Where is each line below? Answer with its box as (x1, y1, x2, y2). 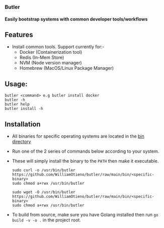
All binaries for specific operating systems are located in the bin (12, 133, 144, 139)
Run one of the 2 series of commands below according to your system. (12, 148, 159, 154)
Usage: (5, 79, 28, 88)
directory (12, 138, 31, 144)
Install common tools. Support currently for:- (12, 44, 105, 50)
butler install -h (5, 106, 43, 111)
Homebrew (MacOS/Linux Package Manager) (19, 65, 114, 71)
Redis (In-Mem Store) (19, 54, 64, 61)
